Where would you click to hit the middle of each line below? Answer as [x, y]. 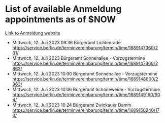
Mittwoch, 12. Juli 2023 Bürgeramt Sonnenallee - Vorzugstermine [79, 58]
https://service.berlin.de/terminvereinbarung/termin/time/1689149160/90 [86, 95]
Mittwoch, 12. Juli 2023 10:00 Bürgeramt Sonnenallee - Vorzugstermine [85, 74]
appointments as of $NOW [61, 19]
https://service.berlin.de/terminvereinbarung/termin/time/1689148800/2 [85, 79]
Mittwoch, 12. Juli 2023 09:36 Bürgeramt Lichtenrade [66, 42]
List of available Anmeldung [63, 9]
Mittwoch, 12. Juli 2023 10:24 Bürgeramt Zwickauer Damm [72, 105]
